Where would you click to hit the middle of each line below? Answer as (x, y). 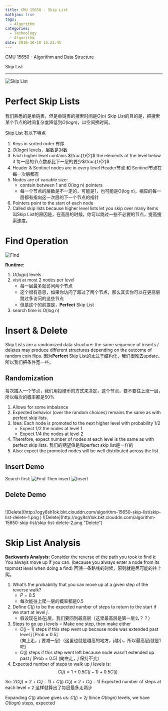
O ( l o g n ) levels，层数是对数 (40, 150)
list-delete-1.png (22, 517)
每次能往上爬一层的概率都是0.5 (52, 601)
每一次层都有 (25, 174)
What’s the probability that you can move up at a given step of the (80, 584)
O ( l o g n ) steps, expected (30, 703)
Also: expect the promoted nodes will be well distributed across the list (85, 451)
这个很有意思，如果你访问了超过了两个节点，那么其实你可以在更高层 (90, 292)
